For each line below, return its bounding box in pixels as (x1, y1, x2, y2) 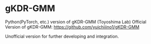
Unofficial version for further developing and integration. (5, 33, 119, 39)
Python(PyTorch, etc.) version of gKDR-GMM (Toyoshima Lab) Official (5, 19, 147, 25)
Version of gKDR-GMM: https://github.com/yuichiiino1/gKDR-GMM (5, 24, 140, 29)
